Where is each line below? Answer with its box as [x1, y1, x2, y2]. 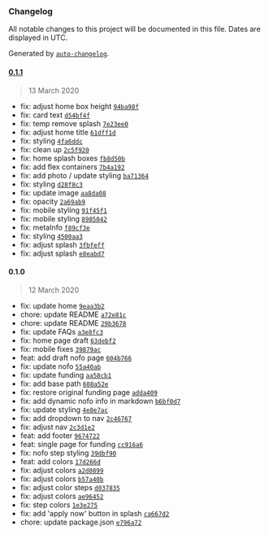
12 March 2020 [28, 285, 80, 295]
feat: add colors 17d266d [20, 456, 102, 466]
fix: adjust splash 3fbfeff [20, 239, 105, 249]
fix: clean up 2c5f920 [20, 144, 89, 154]
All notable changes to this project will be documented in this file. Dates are [8, 24, 262, 34]
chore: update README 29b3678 [20, 318, 127, 327]
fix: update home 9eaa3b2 [20, 300, 105, 310]
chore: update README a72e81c [20, 309, 127, 319]
